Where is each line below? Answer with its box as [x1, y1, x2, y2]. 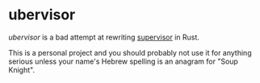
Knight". [8, 64, 35, 74]
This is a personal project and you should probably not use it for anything [8, 48, 252, 57]
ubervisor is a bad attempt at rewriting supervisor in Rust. [8, 32, 200, 42]
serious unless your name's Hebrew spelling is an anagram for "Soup [8, 56, 238, 66]
